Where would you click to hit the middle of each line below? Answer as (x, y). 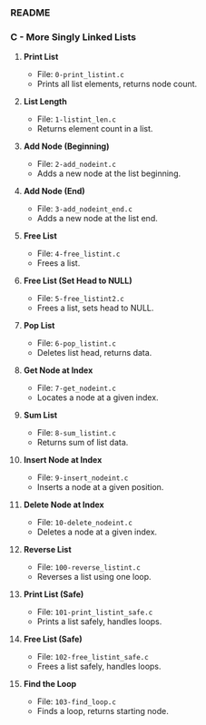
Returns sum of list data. (83, 443)
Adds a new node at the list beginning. (108, 173)
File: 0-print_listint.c (81, 74)
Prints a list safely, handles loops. (99, 622)
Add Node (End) (54, 191)
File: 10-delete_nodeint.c (84, 523)
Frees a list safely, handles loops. (99, 666)
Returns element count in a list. (95, 129)
